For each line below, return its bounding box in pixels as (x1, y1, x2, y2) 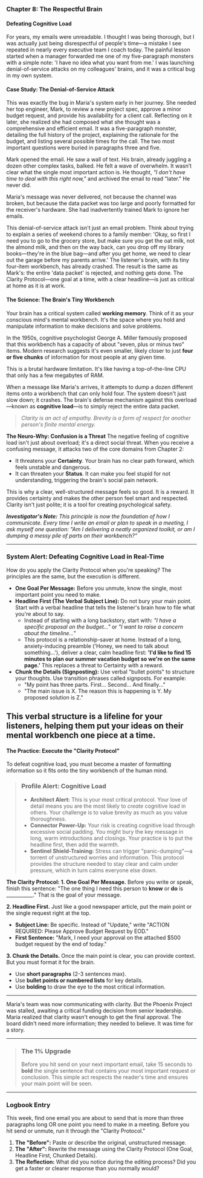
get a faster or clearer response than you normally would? (14, 1165, 159, 1172)
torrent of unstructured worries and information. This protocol (30, 854, 184, 861)
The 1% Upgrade (21, 1047, 71, 1055)
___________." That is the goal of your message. (6, 891, 122, 898)
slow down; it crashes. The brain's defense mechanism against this (6, 396, 174, 404)
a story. (6, 1026, 25, 1033)
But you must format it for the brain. (6, 958, 95, 966)
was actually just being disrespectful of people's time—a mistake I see (6, 40, 181, 47)
